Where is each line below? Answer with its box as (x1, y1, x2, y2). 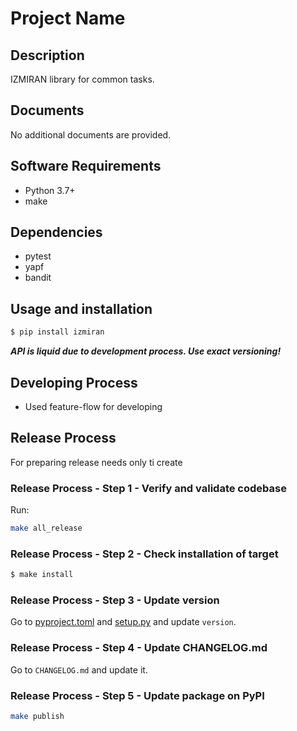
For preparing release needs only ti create (10, 456, 183, 468)
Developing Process (10, 374, 138, 391)
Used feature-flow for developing (24, 400, 163, 412)
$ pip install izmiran (10, 327, 105, 337)
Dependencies (10, 224, 103, 241)
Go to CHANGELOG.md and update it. (10, 663, 148, 676)
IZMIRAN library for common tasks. (10, 73, 155, 85)
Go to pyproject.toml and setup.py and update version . (10, 616, 237, 628)
